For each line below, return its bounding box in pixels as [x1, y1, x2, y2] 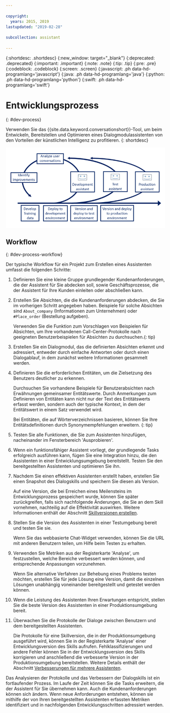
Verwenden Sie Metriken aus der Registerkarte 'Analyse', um [13, 550, 140, 556]
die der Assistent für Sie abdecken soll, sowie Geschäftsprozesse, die [13, 282, 159, 288]
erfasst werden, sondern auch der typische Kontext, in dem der [13, 401, 146, 407]
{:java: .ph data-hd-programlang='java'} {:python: [61, 71, 165, 77]
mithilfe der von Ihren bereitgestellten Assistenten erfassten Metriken [6, 696, 150, 702]
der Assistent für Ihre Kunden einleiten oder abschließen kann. [13, 287, 144, 293]
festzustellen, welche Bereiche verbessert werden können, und [13, 555, 145, 561]
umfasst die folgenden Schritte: [6, 267, 71, 273]
